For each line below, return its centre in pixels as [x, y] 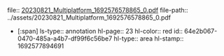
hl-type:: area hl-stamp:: [149, 38]
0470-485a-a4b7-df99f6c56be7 [65, 38]
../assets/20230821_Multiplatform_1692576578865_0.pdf [89, 17]
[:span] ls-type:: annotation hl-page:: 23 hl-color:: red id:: [100, 31]
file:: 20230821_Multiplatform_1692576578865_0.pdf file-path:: [98, 10]
